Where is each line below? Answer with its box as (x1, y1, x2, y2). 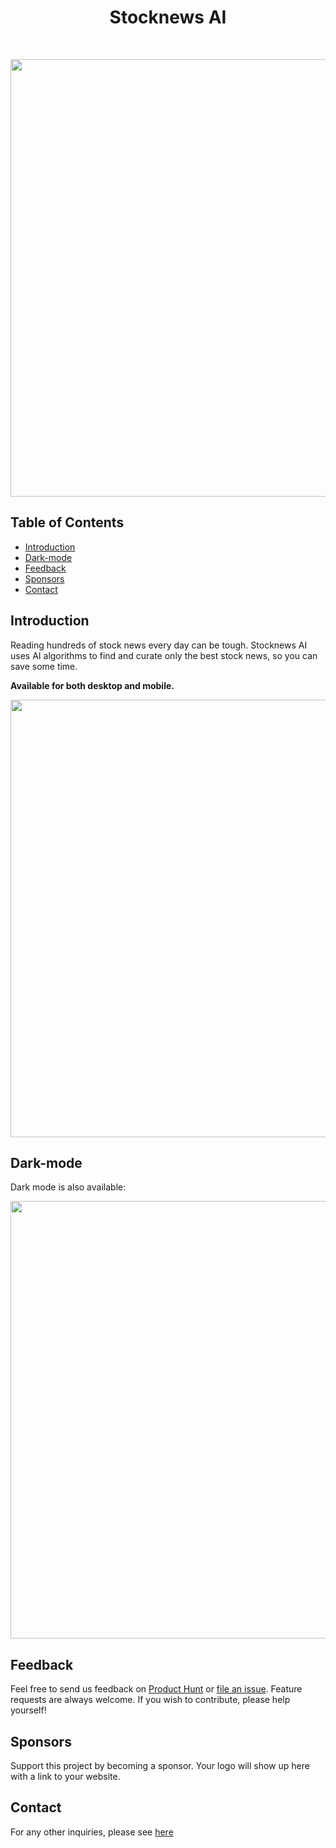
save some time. (10, 660, 78, 672)
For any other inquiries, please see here (10, 1826, 174, 1838)
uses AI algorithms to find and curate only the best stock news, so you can (10, 649, 318, 661)
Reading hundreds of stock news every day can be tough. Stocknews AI (10, 639, 308, 651)
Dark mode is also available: (10, 1181, 127, 1193)
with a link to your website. (10, 1771, 121, 1782)
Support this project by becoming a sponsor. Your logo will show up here (10, 1760, 310, 1771)
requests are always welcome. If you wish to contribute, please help (10, 1694, 291, 1706)
